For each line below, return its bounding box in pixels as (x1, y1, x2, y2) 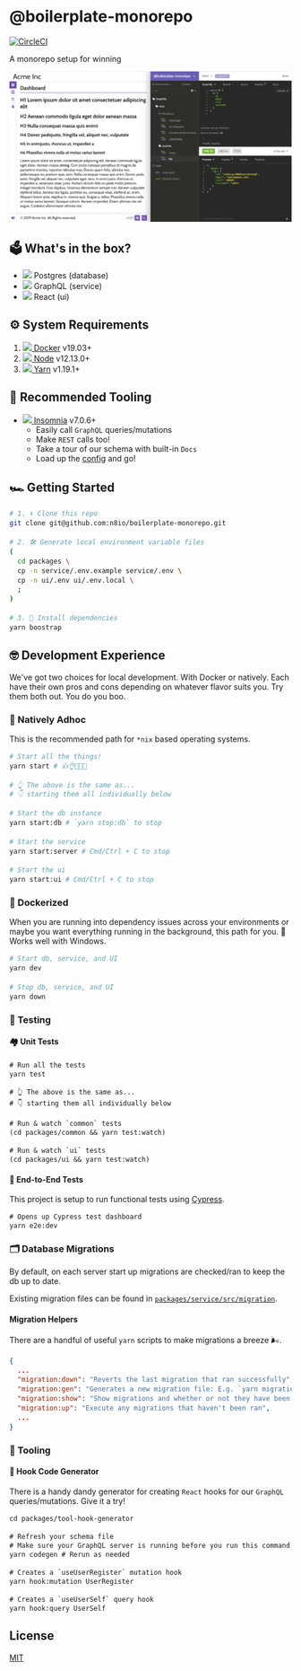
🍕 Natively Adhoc (9, 713, 87, 726)
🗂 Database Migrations (9, 1243, 115, 1255)
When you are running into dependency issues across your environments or (9, 917, 289, 928)
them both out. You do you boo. (9, 690, 126, 701)
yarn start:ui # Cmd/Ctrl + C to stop (9, 875, 154, 884)
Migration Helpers (9, 1314, 79, 1325)
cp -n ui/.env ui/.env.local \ (17, 576, 134, 585)
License (9, 1628, 55, 1644)
